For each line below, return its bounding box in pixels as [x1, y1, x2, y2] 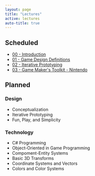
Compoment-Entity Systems [12, 150, 68, 156]
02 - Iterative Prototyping [12, 62, 63, 68]
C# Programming [12, 140, 46, 146]
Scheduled [5, 38, 39, 47]
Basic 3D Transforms [12, 156, 54, 161]
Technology [5, 129, 34, 136]
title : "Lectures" [5, 12, 42, 16]
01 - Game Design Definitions [12, 57, 70, 63]
